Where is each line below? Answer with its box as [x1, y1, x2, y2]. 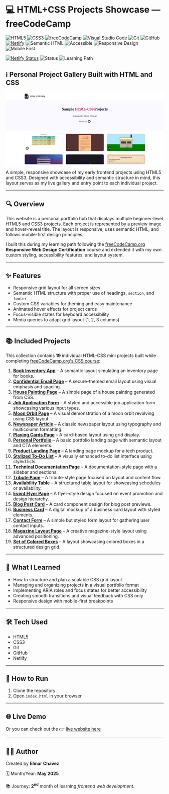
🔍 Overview [6, 200, 45, 208]
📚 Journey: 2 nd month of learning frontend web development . [6, 782, 135, 789]
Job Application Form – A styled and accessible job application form [13, 400, 155, 406]
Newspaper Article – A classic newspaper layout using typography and [13, 421, 161, 427]
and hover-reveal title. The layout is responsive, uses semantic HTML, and [6, 226, 159, 232]
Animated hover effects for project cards [13, 306, 97, 312]
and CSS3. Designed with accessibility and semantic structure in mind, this [6, 174, 160, 181]
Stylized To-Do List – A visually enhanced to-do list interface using [13, 453, 152, 459]
